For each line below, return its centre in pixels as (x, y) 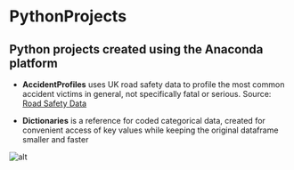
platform (33, 63)
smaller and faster (55, 139)
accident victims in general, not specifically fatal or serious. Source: (147, 94)
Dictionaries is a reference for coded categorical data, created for (143, 121)
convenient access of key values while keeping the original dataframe (150, 130)
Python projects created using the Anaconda (136, 49)
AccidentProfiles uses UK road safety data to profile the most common (153, 85)
